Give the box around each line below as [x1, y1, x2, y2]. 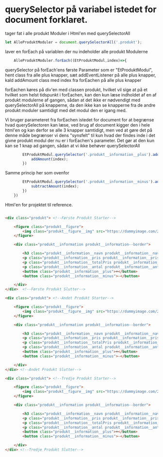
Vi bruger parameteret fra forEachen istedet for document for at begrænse [5, 116, 154, 123]
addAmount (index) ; [31, 156, 68, 162]
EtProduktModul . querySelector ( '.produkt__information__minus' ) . [22, 179, 155, 184]
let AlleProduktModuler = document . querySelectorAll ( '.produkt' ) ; [5, 39, 142, 45]
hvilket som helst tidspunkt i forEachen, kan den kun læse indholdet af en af [5, 92, 157, 97]
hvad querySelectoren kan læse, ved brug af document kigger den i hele [5, 122, 150, 128]
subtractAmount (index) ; [31, 184, 79, 189]
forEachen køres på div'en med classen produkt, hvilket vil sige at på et [5, 87, 148, 93]
